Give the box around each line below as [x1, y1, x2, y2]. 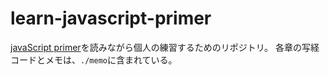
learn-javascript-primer [10, 7, 212, 30]
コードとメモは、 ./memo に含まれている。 [10, 53, 178, 66]
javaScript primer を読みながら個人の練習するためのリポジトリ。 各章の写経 [10, 41, 320, 53]
